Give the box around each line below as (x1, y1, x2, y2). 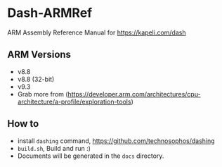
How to (7, 118, 39, 130)
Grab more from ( (17, 89, 68, 98)
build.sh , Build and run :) (17, 144, 91, 152)
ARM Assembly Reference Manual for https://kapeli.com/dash (7, 28, 186, 37)
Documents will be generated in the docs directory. (17, 151, 164, 160)
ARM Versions (7, 49, 72, 61)
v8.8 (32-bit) (17, 75, 55, 83)
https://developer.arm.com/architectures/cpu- (67, 89, 202, 98)
